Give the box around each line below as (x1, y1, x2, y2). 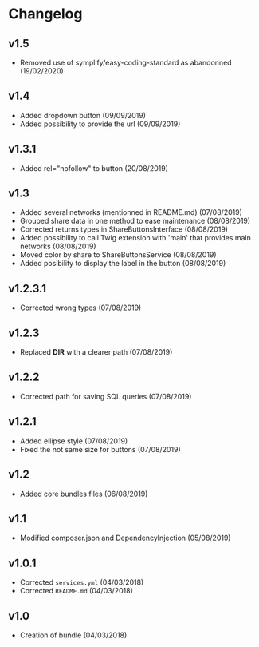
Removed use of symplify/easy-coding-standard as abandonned (19, 58, 233, 67)
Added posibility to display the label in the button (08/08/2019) (19, 259, 226, 268)
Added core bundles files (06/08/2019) (19, 489, 148, 498)
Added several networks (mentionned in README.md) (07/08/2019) (19, 208, 243, 217)
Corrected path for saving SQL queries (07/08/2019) (19, 391, 192, 401)
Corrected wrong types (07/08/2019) (19, 303, 142, 312)
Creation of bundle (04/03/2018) (19, 630, 128, 640)
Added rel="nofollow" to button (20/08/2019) (19, 163, 169, 173)
